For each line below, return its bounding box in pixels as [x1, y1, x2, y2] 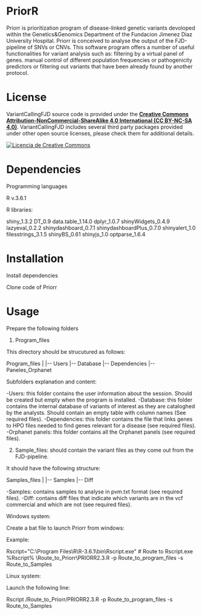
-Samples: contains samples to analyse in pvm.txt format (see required [6, 488, 183, 495]
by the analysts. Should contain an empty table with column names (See [6, 409, 186, 416]
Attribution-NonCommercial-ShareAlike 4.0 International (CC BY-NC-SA [6, 117, 192, 124]
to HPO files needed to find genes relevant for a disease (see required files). [6, 421, 197, 429]
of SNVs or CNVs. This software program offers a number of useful [27, 44, 195, 51]
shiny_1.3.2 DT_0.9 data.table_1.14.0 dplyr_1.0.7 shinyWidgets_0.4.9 [6, 218, 171, 225]
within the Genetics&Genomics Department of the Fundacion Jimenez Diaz [6, 30, 193, 37]
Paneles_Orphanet [6, 366, 52, 373]
